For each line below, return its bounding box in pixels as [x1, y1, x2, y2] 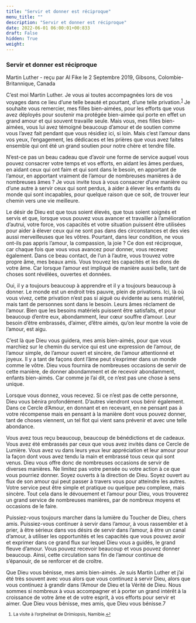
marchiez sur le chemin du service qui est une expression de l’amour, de [6, 343, 181, 350]
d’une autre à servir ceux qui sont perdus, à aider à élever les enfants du [6, 184, 181, 191]
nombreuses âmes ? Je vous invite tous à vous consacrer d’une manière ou [6, 178, 188, 185]
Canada [36, 80, 56, 87]
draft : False [6, 30, 38, 36]
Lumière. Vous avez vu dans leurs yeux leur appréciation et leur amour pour [6, 446, 189, 454]
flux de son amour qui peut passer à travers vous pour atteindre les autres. [6, 478, 186, 485]
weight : [6, 42, 25, 47]
